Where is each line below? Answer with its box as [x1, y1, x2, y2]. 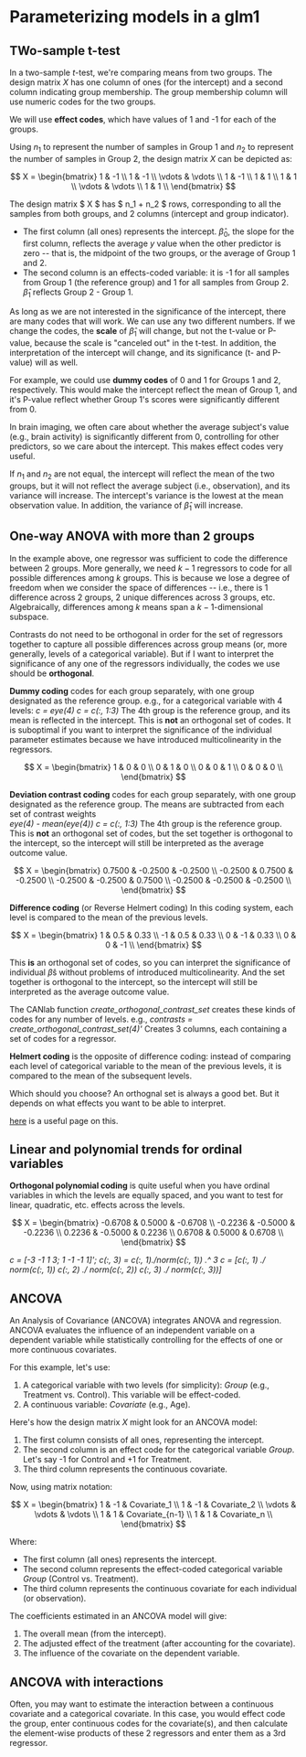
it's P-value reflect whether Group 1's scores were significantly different [9, 394, 280, 405]
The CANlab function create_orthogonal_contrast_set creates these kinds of [9, 1003, 296, 1014]
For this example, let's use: [9, 1362, 111, 1373]
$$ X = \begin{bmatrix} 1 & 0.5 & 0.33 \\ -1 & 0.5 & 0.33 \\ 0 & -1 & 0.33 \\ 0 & [10, 929, 297, 940]
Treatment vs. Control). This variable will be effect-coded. [22, 1389, 241, 1400]
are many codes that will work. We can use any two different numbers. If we [9, 316, 296, 327]
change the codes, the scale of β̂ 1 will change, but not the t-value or [9, 326, 267, 339]
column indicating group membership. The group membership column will [9, 87, 288, 97]
